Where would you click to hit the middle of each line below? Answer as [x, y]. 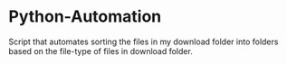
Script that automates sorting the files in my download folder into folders [143, 42]
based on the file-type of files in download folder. [101, 51]
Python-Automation [85, 17]
